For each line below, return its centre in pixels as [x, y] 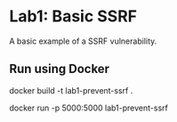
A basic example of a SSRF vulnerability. [83, 41]
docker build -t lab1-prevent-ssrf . [71, 90]
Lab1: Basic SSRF [73, 16]
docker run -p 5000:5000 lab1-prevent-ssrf [89, 108]
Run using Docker [59, 69]
